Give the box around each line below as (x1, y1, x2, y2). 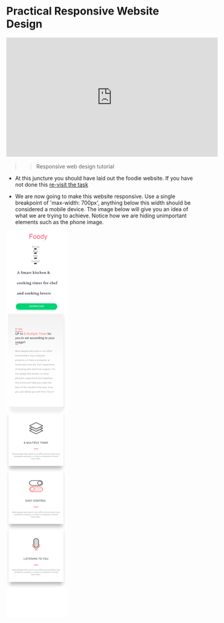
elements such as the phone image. (14, 218, 104, 225)
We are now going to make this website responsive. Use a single (14, 193, 176, 200)
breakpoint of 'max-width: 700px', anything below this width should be (14, 199, 191, 206)
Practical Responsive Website (6, 4, 159, 18)
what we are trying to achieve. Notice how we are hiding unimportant (14, 212, 187, 219)
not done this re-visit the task (14, 180, 89, 188)
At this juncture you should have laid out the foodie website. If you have (14, 174, 193, 182)
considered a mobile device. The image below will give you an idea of (14, 205, 188, 213)
